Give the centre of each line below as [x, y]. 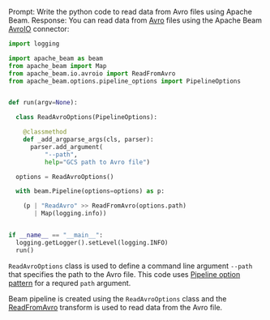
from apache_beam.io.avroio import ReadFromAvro [92, 73]
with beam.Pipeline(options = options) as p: [90, 191]
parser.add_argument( [66, 147]
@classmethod [45, 132]
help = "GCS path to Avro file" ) [97, 162]
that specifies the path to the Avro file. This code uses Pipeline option [124, 274]
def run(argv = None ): [43, 103]
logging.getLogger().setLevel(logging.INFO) [92, 242]
